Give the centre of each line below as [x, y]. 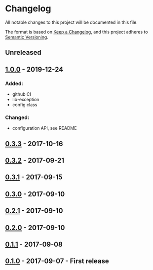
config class [25, 105]
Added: [14, 83]
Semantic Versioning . [27, 37]
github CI [21, 94]
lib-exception [26, 100]
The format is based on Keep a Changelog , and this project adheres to [76, 32]
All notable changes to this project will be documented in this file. [72, 22]
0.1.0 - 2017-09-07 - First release [57, 261]
